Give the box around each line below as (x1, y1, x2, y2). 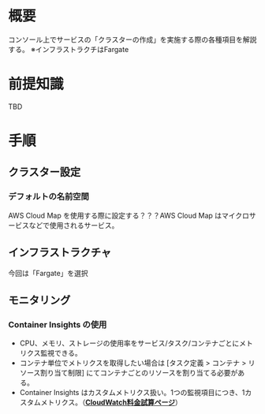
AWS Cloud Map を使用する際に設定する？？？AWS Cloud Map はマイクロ (8, 211, 250, 220)
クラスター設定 (8, 166, 81, 179)
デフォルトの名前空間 (8, 191, 89, 202)
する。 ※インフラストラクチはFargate (8, 44, 129, 54)
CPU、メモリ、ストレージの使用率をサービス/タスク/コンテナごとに (19, 338, 240, 348)
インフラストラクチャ (8, 246, 112, 259)
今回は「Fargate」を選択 (8, 268, 88, 278)
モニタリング (8, 293, 71, 307)
